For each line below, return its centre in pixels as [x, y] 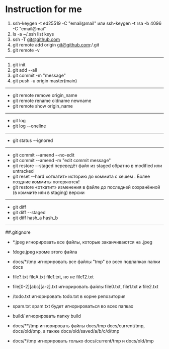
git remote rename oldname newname [52, 101]
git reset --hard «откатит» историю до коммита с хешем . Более [81, 176]
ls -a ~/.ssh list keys [33, 34]
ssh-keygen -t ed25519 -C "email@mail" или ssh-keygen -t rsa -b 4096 [87, 23]
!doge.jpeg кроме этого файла [45, 252]
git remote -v [26, 50]
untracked [23, 171]
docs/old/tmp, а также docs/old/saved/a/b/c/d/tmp [66, 331]
